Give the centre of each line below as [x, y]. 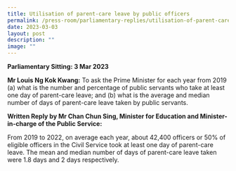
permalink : [23, 20]
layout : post [26, 33]
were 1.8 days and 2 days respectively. [63, 160]
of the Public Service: [70, 123]
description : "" [31, 40]
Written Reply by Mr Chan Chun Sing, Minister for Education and [103, 116]
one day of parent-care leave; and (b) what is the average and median [109, 95]
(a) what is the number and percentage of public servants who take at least [116, 88]
